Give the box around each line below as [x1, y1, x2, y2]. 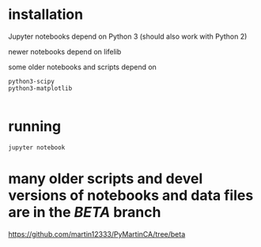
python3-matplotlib [8, 84, 73, 92]
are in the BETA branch [8, 204, 161, 222]
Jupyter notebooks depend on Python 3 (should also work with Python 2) [8, 32, 248, 41]
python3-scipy [8, 77, 55, 85]
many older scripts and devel [8, 170, 203, 188]
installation [8, 6, 84, 24]
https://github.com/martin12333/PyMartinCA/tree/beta [8, 229, 186, 238]
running [8, 118, 62, 136]
